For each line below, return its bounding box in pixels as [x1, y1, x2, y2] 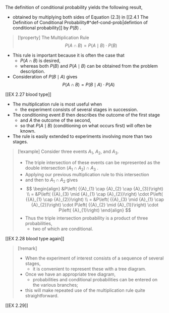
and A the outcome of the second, [20, 117, 91, 123]
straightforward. [25, 293, 59, 299]
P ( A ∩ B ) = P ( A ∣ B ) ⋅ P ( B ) [65, 42, 118, 48]
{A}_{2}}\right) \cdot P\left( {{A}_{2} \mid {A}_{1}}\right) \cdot [31, 202, 159, 208]
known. [20, 128, 36, 134]
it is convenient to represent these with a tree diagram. [32, 266, 146, 272]
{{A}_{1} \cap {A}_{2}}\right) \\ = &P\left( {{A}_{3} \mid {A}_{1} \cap [25, 196, 164, 202]
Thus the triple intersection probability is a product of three [25, 215, 148, 221]
